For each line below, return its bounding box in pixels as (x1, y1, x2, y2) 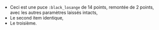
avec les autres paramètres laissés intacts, (9, 9, 98, 15)
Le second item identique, (9, 15, 64, 20)
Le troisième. (9, 20, 37, 26)
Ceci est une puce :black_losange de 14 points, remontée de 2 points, (9, 4, 154, 10)
